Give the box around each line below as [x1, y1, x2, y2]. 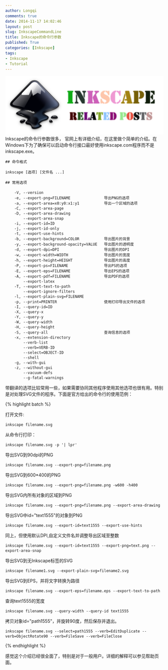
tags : [5, 50, 17, 55]
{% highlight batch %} [5, 401, 51, 407]
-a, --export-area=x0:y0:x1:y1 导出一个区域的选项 [14, 200, 138, 206]
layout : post [5, 24, 33, 29]
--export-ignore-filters [23, 289, 75, 294]
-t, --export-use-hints [14, 231, 64, 236]
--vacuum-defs [23, 370, 53, 375]
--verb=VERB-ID [23, 345, 55, 350]
